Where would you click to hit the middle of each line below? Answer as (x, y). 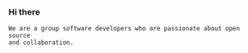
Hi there (24, 12)
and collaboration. (41, 43)
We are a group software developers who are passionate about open (124, 29)
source (19, 36)
